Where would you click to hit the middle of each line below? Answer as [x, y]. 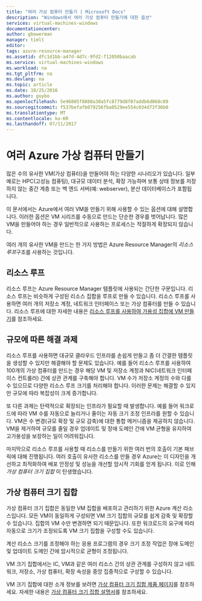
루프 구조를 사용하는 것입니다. [40, 252]
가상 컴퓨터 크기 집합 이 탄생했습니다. [50, 471]
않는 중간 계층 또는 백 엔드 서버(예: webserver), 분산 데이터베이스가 [96, 189]
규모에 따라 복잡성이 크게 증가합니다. [55, 393]
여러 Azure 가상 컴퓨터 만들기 [75, 156]
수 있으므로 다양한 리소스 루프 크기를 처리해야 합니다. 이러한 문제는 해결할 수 [96, 385]
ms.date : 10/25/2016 [32, 91]
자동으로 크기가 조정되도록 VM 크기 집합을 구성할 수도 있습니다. [80, 530]
